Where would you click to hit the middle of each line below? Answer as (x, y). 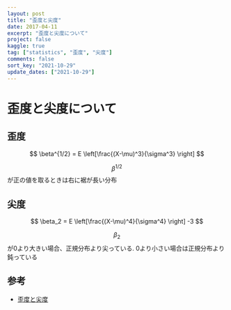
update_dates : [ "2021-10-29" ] (51, 72)
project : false (29, 40)
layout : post (26, 14)
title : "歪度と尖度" (34, 20)
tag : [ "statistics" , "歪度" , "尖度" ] (60, 53)
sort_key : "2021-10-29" (42, 65)
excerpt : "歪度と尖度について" (48, 33)
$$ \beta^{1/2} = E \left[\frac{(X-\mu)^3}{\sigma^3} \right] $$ (117, 153)
